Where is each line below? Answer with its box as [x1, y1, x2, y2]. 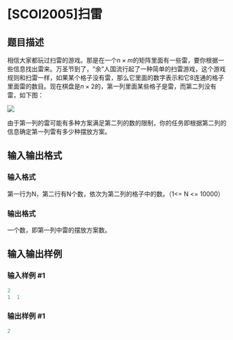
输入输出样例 [7, 248, 63, 260]
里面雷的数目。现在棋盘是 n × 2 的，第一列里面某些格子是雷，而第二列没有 [7, 82, 217, 91]
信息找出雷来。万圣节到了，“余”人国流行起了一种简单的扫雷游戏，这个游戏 [13, 65, 226, 73]
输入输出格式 [7, 150, 63, 162]
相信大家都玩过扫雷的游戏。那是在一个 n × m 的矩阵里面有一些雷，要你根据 [7, 56, 218, 64]
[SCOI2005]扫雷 [7, 6, 103, 22]
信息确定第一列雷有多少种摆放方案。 [7, 127, 111, 136]
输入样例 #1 [7, 271, 45, 281]
